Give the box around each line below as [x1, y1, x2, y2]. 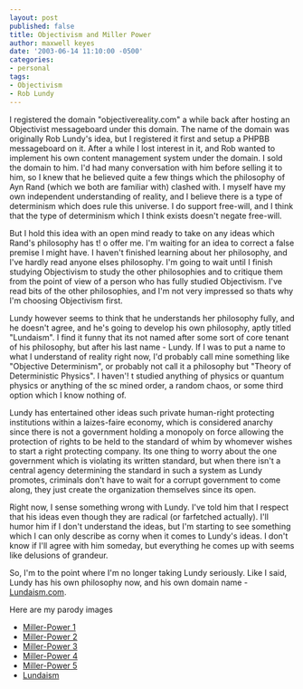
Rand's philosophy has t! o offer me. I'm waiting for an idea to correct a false [9, 237, 295, 248]
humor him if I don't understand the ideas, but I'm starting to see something [9, 521, 291, 531]
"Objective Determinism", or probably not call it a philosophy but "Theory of [9, 360, 292, 371]
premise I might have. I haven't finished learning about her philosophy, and [9, 246, 288, 258]
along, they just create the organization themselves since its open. [9, 483, 257, 494]
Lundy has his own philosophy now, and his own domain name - [9, 577, 249, 588]
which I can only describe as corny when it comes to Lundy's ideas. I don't [9, 531, 289, 541]
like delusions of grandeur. [9, 550, 109, 560]
